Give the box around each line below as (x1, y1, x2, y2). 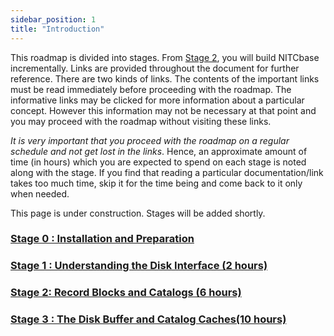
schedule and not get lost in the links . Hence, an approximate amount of (10, 145, 308, 157)
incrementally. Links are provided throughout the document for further (10, 62, 300, 74)
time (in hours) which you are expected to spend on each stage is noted (10, 156, 307, 168)
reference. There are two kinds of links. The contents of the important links (10, 72, 320, 85)
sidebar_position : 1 (10, 14, 97, 25)
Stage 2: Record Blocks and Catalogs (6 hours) (10, 286, 242, 300)
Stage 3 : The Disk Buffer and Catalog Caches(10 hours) (10, 312, 287, 326)
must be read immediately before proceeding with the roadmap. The (10, 83, 292, 95)
